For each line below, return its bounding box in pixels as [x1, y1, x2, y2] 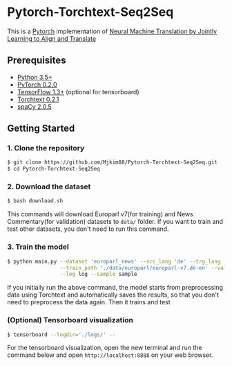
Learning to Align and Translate [7, 34, 97, 42]
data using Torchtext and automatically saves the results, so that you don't [7, 290, 220, 299]
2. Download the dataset [7, 182, 91, 191]
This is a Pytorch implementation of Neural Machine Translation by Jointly [7, 27, 217, 35]
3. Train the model [7, 242, 69, 252]
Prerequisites [7, 55, 66, 67]
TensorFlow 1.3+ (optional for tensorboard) [17, 87, 139, 96]
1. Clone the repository [7, 143, 85, 153]
